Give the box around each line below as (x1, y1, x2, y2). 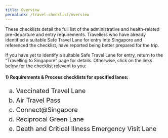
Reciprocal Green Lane (16, 115, 85, 124)
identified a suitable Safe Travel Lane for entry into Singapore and (5, 36, 143, 43)
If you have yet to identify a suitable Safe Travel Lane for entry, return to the (5, 52, 163, 58)
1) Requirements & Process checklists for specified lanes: (5, 74, 129, 80)
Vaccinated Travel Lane (16, 87, 86, 95)
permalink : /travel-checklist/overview (5, 12, 90, 17)
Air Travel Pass (16, 97, 61, 105)
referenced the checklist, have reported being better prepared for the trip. (5, 42, 159, 48)
